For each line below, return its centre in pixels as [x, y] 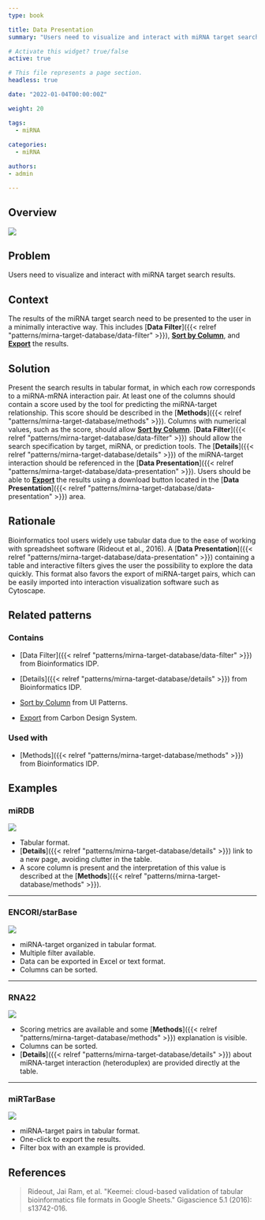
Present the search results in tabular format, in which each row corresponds [132, 388]
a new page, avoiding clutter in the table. [86, 860]
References [37, 1172]
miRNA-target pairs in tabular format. [80, 1131]
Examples [33, 788]
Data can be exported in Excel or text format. [92, 961]
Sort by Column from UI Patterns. [74, 702]
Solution [29, 369]
